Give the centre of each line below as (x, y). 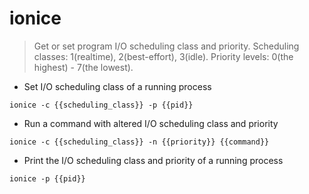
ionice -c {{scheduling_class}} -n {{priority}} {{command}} (139, 142)
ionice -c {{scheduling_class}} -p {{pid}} (101, 105)
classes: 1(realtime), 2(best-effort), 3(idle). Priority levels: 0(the (163, 56)
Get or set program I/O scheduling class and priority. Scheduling (166, 46)
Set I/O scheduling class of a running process (117, 86)
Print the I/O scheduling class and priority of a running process (153, 160)
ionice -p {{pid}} (47, 178)
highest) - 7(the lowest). (83, 67)
